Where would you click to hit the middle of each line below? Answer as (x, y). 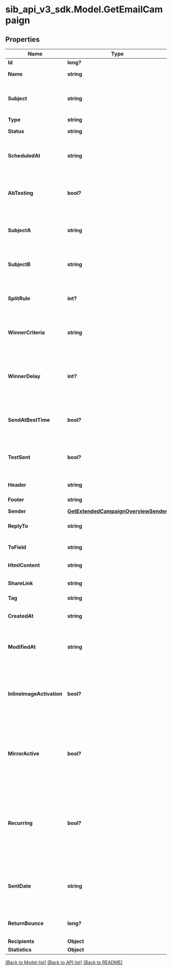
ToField (17, 547)
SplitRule (19, 298)
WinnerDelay (24, 376)
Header (17, 485)
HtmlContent (24, 565)
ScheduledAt (24, 156)
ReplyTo (18, 526)
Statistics (20, 950)
